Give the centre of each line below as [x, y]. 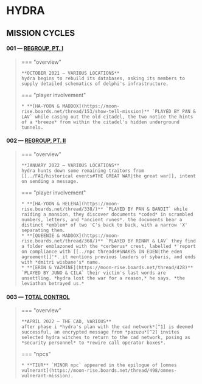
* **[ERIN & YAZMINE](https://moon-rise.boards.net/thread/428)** [107, 267]
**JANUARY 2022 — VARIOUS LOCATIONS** [70, 165]
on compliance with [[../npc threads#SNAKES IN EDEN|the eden [102, 252]
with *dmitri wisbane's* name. [61, 262]
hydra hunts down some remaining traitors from [82, 171]
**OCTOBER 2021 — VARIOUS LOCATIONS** [70, 73]
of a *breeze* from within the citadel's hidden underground [100, 122]
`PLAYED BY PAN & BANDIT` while [147, 209]
